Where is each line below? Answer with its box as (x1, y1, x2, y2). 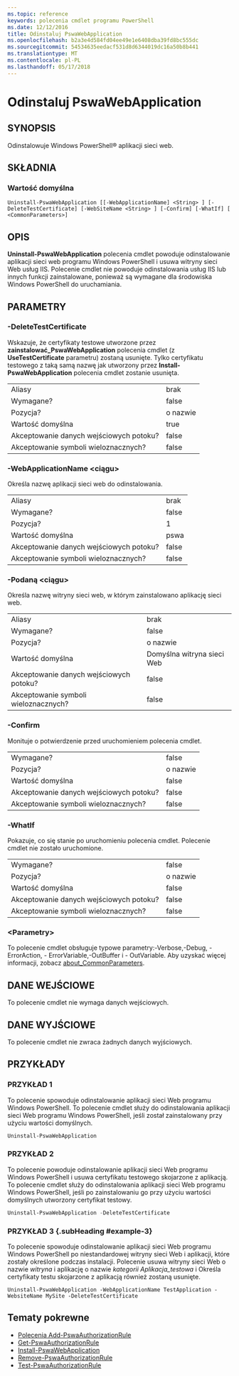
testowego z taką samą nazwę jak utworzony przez (7, 361, 158, 369)
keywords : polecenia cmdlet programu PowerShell (7, 17, 154, 24)
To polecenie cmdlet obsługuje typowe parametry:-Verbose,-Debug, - (7, 943, 213, 952)
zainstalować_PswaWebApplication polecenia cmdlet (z (7, 346, 176, 354)
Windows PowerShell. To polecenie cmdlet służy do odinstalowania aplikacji (7, 1104, 230, 1112)
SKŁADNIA (7, 162, 57, 174)
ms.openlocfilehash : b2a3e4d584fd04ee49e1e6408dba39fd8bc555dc (7, 37, 199, 44)
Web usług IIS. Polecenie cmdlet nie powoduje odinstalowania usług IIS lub (7, 265, 226, 274)
